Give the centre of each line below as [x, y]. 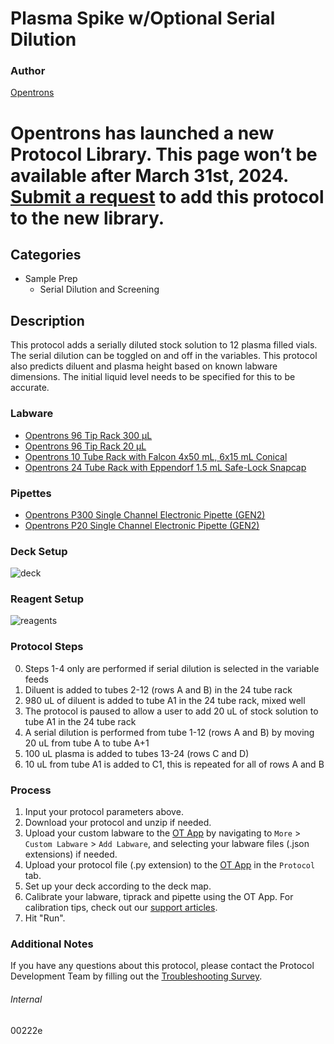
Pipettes [31, 493]
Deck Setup [39, 551]
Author [28, 71]
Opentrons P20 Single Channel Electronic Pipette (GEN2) [142, 525]
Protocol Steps [47, 647]
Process [31, 790]
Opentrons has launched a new [142, 133]
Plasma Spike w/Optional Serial [143, 18]
